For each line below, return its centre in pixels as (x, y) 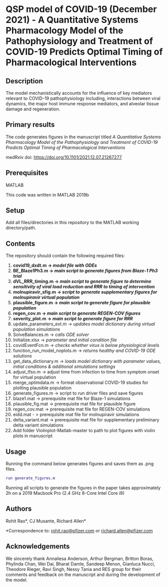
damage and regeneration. (33, 109)
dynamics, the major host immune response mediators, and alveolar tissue (82, 104)
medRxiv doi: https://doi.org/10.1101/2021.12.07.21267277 (64, 157)
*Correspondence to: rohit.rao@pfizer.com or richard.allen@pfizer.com (79, 530)
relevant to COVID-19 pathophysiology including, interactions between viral (83, 98)
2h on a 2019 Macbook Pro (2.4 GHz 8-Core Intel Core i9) (65, 493)
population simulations (36, 329)
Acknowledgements (38, 547)
